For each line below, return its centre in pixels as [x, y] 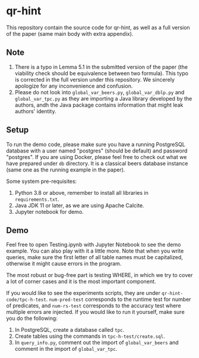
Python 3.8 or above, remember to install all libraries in [81, 192]
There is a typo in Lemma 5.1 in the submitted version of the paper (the [101, 67]
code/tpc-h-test [26, 300]
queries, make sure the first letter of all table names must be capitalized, [94, 257]
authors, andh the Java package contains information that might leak [99, 105]
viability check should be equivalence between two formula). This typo [102, 73]
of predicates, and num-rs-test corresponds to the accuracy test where [94, 306]
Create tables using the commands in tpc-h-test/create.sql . [90, 336]
